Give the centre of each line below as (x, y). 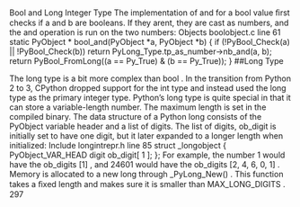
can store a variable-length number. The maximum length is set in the (138, 107)
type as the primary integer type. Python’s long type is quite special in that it (150, 98)
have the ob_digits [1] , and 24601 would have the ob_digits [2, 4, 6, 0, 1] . (145, 164)
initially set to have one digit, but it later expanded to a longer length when (146, 136)
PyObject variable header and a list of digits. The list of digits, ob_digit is (143, 126)
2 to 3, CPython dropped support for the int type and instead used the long (148, 88)
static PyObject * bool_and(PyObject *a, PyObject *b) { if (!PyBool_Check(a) (150, 42)
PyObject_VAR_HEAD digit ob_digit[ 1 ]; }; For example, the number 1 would (147, 155)
